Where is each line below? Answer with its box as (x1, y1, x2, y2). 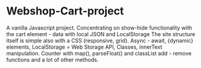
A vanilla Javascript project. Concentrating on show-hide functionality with (6, 24, 193, 31)
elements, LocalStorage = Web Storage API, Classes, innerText (6, 43, 163, 51)
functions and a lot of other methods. (6, 56, 99, 63)
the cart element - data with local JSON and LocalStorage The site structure (6, 30, 196, 37)
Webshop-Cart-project (6, 4, 124, 18)
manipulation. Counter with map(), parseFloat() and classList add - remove (6, 49, 192, 57)
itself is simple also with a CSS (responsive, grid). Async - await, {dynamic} (6, 37, 194, 44)
